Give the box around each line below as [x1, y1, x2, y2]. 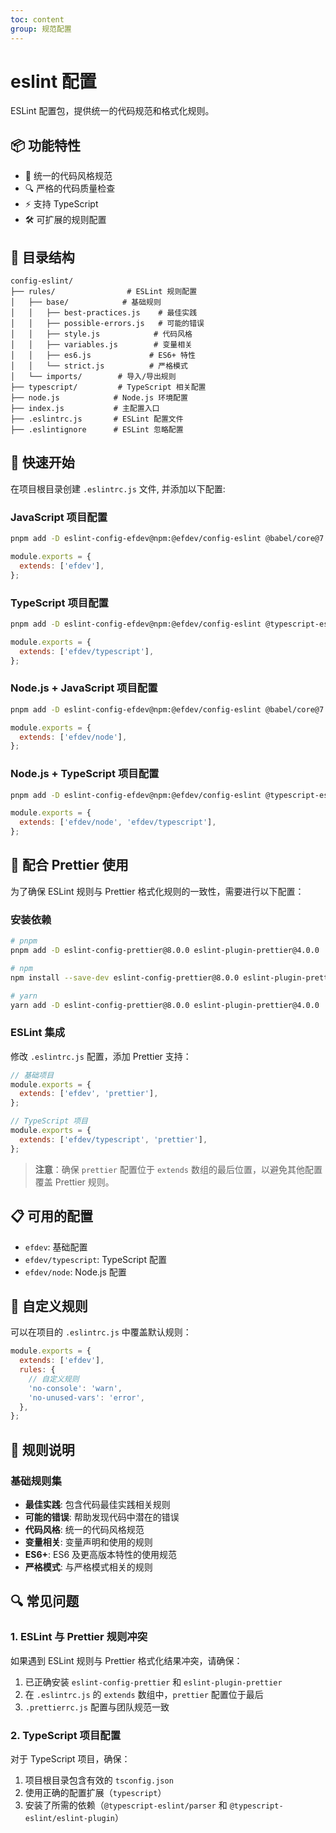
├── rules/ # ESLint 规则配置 [10, 287, 198, 297]
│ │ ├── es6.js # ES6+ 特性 [10, 351, 196, 361]
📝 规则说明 [10, 1441, 75, 1458]
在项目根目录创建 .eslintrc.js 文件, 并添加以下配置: [10, 482, 226, 495]
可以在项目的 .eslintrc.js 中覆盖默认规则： [10, 1326, 192, 1338]
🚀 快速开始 [10, 454, 75, 471]
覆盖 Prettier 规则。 [34, 1176, 115, 1188]
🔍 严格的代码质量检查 [24, 182, 116, 195]
